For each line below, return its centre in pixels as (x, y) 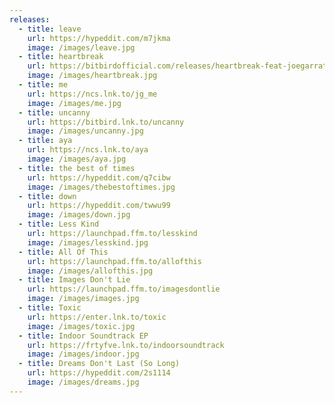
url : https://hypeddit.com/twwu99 (99, 206)
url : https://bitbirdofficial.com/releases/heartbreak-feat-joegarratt (179, 66)
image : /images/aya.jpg (77, 159)
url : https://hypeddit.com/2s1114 (99, 373)
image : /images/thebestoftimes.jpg (101, 187)
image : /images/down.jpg (79, 215)
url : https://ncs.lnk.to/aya (88, 150)
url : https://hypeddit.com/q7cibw (99, 177)
